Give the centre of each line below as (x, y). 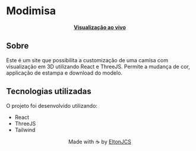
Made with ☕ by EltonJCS (100, 142)
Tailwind (25, 130)
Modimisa (31, 11)
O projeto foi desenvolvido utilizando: (52, 105)
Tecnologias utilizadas (49, 91)
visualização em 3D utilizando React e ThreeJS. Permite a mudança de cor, (98, 66)
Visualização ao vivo (99, 27)
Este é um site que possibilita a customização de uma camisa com (87, 60)
